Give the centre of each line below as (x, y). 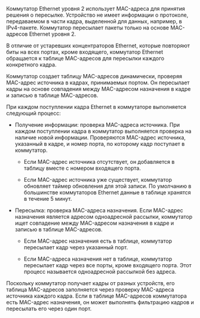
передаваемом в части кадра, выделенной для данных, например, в (94, 21)
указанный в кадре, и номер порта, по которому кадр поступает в (100, 144)
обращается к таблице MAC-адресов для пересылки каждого (85, 58)
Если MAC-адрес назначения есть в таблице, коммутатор (98, 241)
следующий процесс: (33, 113)
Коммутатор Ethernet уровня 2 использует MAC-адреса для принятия (96, 9)
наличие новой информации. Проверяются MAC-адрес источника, (100, 137)
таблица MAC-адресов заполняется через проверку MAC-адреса (90, 290)
